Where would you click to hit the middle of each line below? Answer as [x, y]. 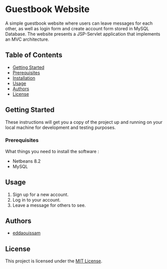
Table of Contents [34, 55]
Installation [24, 78]
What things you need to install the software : [52, 151]
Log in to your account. [36, 199]
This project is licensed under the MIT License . [54, 261]
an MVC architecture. [27, 39]
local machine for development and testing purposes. [61, 127]
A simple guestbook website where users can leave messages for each [79, 23]
